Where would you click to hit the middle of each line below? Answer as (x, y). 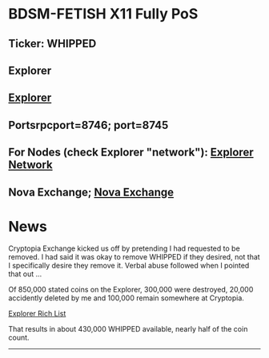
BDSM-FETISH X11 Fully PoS (103, 14)
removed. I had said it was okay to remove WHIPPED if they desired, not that (134, 257)
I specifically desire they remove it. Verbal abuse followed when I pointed (129, 266)
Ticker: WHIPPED (52, 44)
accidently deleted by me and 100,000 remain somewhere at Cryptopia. (126, 298)
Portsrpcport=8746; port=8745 (88, 125)
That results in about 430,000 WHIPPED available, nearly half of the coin (128, 329)
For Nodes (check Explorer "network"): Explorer (131, 153)
